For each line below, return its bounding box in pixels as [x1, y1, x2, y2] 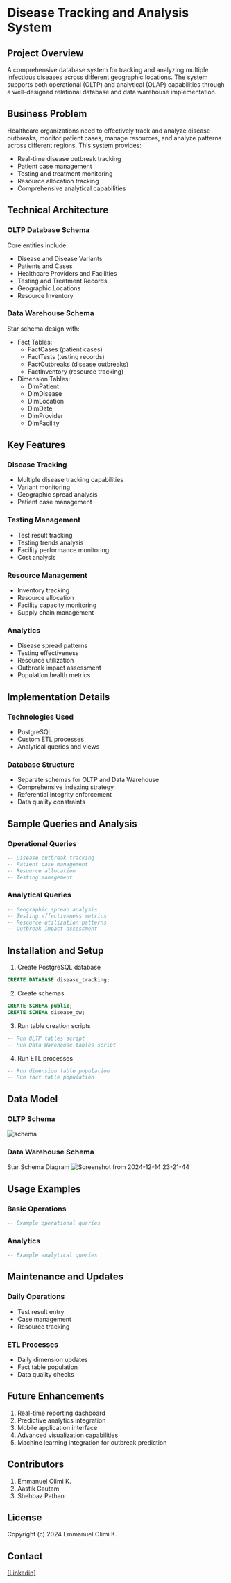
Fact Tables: [17, 338, 53, 346]
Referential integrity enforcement [17, 790, 112, 799]
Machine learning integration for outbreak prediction [17, 1438, 167, 1446]
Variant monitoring [17, 483, 71, 491]
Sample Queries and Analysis [7, 818, 137, 829]
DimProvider [27, 411, 64, 420]
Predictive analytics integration [17, 1416, 106, 1425]
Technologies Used [7, 712, 74, 722]
